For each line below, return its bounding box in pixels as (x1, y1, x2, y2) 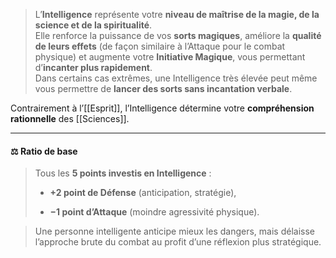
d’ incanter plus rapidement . (34, 62, 153, 73)
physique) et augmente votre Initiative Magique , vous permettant (34, 51, 306, 63)
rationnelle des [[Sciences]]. (10, 113, 130, 124)
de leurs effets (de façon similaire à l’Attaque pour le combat (34, 40, 286, 52)
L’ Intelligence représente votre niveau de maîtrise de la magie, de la (34, 9, 320, 20)
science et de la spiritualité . (34, 19, 153, 31)
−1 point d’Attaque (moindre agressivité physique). (49, 206, 260, 218)
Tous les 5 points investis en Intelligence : (34, 167, 212, 179)
